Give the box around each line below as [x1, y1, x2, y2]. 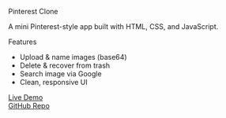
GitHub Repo [8, 101, 50, 110]
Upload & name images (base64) [19, 53, 128, 61]
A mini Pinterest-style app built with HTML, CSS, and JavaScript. [8, 22, 219, 31]
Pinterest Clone [8, 7, 58, 16]
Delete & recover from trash [19, 61, 111, 70]
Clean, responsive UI [19, 78, 89, 87]
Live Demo [8, 93, 43, 101]
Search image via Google [19, 69, 102, 78]
